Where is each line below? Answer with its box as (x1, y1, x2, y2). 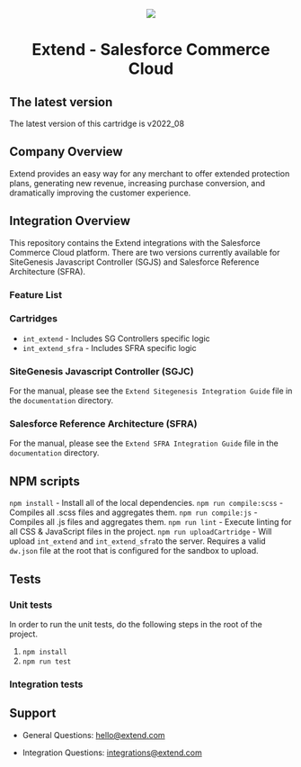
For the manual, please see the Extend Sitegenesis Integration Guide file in (9, 385, 293, 396)
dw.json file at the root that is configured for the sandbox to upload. (9, 546, 259, 556)
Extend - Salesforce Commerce (31, 40, 271, 60)
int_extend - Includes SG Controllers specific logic (22, 333, 211, 344)
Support (9, 706, 57, 721)
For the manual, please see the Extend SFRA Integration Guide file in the (9, 438, 279, 449)
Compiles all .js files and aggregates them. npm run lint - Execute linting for (9, 517, 292, 528)
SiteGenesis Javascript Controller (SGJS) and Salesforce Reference (9, 257, 260, 267)
